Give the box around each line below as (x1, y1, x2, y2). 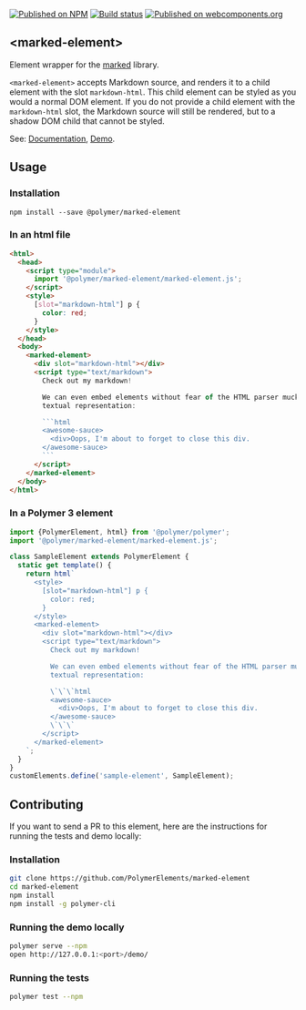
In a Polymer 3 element (9, 506, 114, 519)
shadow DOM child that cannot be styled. (9, 115, 166, 127)
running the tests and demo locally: (9, 831, 142, 842)
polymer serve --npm (9, 942, 88, 951)
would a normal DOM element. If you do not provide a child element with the (9, 96, 296, 107)
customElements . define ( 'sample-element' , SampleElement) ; (9, 771, 234, 780)
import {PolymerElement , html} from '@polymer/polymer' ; (9, 527, 230, 536)
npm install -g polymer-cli (9, 900, 117, 909)
